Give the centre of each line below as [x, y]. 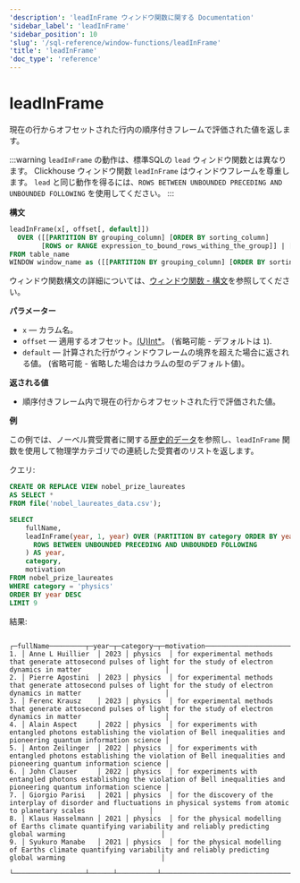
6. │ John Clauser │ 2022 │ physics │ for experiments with [133, 771]
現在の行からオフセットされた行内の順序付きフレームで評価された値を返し [146, 129]
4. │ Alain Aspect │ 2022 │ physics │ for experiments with [133, 724]
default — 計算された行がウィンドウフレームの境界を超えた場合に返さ [152, 352]
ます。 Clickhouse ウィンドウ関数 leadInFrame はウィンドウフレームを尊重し [150, 170]
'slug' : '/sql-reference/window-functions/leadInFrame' [115, 43]
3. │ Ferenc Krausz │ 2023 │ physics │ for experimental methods [142, 701]
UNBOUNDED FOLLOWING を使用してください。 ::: [92, 193]
